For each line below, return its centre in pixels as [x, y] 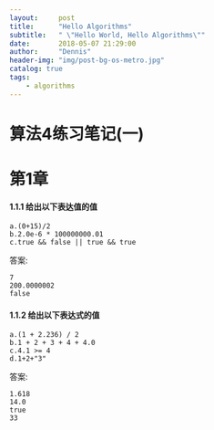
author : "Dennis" [51, 52]
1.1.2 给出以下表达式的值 [55, 315]
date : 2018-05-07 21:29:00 [73, 43]
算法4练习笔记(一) [77, 134]
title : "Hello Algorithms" [71, 26]
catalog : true [36, 69]
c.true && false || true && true [73, 243]
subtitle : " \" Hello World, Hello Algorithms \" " [107, 35]
